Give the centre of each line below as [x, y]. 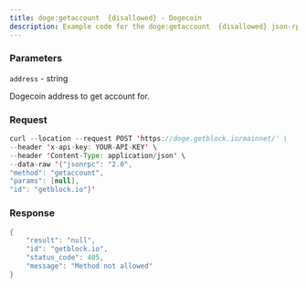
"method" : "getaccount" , [57, 173]
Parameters [36, 59]
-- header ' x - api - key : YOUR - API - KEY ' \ [83, 147]
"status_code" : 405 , [65, 258]
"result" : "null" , [61, 240]
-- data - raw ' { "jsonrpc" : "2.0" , [71, 164]
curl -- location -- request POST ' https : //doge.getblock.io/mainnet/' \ [148, 139]
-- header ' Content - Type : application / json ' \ [97, 155]
